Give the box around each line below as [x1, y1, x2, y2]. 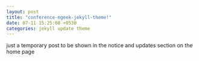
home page [6, 48, 35, 56]
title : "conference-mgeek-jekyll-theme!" [6, 14, 112, 20]
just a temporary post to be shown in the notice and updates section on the [6, 42, 193, 49]
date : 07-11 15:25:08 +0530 [6, 20, 77, 26]
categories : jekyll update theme [6, 25, 90, 32]
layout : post [6, 8, 39, 15]
